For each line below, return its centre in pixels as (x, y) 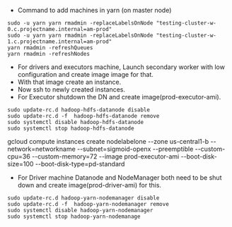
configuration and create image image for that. (86, 74)
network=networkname (41, 149)
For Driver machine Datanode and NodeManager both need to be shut (120, 178)
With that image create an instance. (69, 82)
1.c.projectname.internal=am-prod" (60, 42)
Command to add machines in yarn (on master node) (94, 10)
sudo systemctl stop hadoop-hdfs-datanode (71, 128)
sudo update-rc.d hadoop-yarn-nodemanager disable (83, 198)
